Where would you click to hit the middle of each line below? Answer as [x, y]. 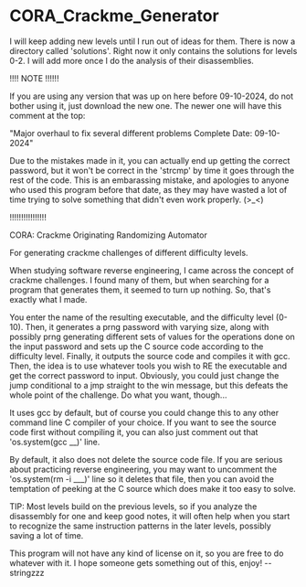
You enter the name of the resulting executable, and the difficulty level [142, 317]
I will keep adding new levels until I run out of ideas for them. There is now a [153, 41]
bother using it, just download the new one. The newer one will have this [146, 105]
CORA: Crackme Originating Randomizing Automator [108, 235]
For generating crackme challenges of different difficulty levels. [129, 252]
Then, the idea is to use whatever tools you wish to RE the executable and [148, 366]
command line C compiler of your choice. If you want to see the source [143, 422]
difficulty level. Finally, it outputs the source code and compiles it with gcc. [150, 356]
